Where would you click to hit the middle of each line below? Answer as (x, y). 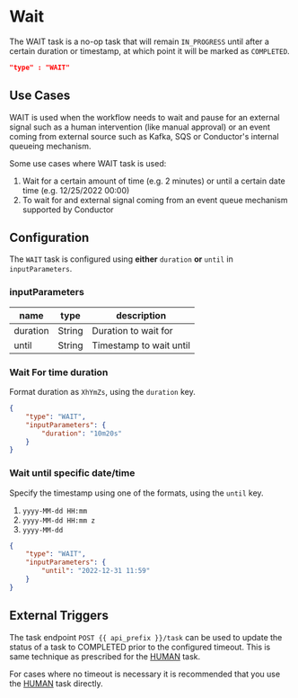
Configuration (49, 238)
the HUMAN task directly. (56, 683)
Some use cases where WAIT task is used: (88, 163)
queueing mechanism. (50, 146)
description (141, 315)
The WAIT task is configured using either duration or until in (121, 259)
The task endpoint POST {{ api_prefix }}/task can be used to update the (146, 637)
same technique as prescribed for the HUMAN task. (105, 656)
